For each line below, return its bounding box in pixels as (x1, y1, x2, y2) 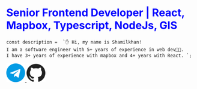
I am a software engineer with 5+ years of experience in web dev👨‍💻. (6, 47, 184, 53)
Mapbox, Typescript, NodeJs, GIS (6, 19, 178, 32)
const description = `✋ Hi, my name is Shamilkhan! (6, 39, 142, 45)
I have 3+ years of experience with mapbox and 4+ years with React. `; (6, 53, 192, 59)
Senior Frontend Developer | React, (6, 6, 185, 20)
